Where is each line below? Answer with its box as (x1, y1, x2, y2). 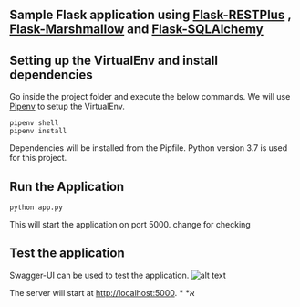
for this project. (9, 153, 67, 164)
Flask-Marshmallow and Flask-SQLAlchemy (9, 22, 264, 37)
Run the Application (9, 178, 125, 195)
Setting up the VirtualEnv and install (9, 52, 219, 68)
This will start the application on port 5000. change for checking (9, 219, 251, 230)
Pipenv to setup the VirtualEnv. (9, 101, 126, 112)
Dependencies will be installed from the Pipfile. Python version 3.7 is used (9, 143, 288, 153)
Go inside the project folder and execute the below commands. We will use (9, 91, 291, 102)
